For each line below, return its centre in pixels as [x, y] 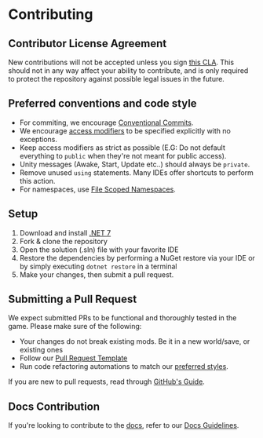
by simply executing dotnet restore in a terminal [99, 266]
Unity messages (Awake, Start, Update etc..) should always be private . [135, 164]
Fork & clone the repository [64, 241]
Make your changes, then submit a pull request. [97, 274]
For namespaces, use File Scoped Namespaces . [98, 189]
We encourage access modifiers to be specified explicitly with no [125, 130]
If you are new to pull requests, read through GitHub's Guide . [107, 381]
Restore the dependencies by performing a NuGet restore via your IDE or [137, 257]
